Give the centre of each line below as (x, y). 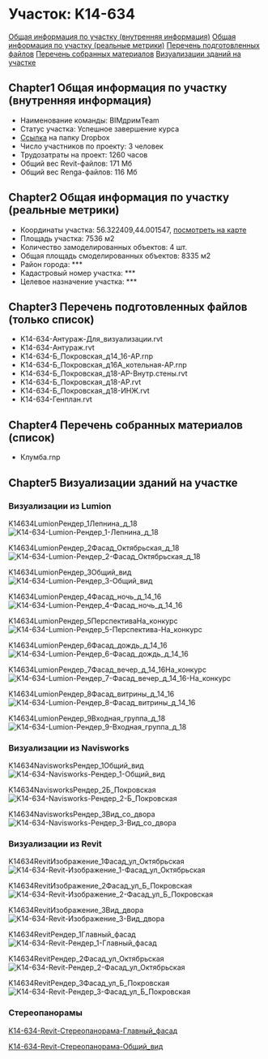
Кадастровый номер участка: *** (78, 273)
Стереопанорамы (46, 1013)
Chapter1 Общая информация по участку (118, 88)
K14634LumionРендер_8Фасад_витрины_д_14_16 (91, 694)
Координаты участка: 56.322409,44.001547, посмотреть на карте (133, 230)
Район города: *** (51, 264)
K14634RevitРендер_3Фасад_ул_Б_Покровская (89, 984)
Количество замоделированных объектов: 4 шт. (104, 247)
